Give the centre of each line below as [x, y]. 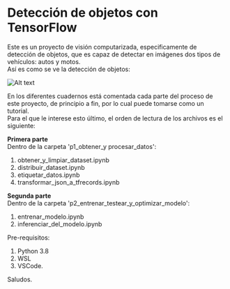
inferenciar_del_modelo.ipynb [60, 224]
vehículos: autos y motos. [44, 61]
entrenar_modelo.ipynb [51, 217]
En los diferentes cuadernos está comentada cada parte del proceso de [110, 96]
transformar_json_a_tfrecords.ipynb [68, 182]
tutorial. [18, 111]
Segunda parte [29, 196]
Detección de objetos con [83, 13]
